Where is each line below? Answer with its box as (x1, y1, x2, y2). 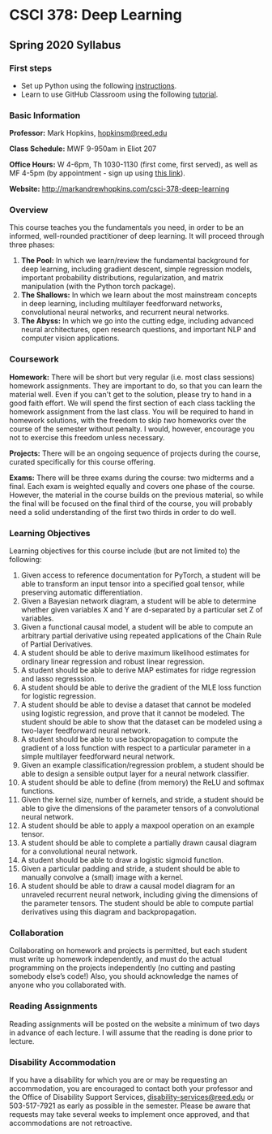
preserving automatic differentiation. (20, 587, 143, 598)
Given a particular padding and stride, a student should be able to (20, 863, 240, 874)
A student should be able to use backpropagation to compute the (20, 734, 239, 744)
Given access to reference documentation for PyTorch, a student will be (20, 570, 261, 580)
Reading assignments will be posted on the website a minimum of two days (9, 1019, 260, 1028)
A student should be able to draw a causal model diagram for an (20, 881, 236, 891)
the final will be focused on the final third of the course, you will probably (9, 498, 253, 509)
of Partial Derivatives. (20, 639, 93, 649)
